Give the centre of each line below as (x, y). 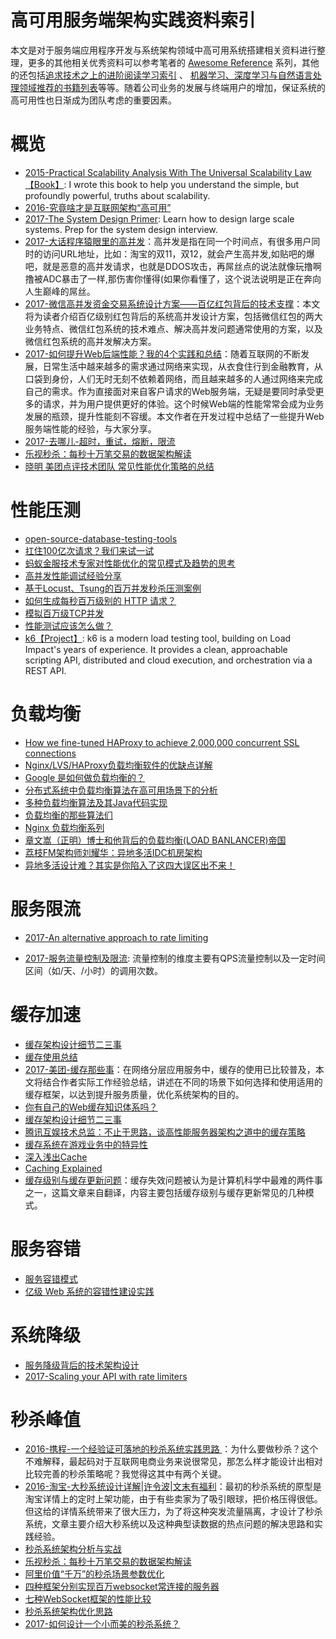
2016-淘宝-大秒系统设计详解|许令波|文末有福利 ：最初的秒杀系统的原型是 (173, 1487)
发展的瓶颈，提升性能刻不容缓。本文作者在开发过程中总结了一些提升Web (174, 416)
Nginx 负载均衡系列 (64, 827)
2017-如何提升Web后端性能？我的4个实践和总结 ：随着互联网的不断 (163, 353)
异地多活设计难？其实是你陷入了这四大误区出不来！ (130, 865)
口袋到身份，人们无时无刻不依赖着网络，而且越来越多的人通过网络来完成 (173, 378)
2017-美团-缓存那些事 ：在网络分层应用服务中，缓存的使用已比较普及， (170, 1069)
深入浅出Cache (56, 1157)
